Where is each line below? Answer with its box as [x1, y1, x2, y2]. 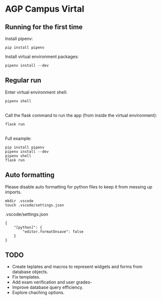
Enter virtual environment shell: [5, 89, 68, 95]
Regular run [5, 76, 41, 85]
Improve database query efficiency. [12, 284, 84, 290]
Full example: [5, 135, 32, 141]
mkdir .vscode [5, 198, 34, 203]
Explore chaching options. [12, 290, 65, 296]
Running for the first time [5, 23, 83, 31]
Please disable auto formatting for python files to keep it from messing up [5, 184, 152, 189]
